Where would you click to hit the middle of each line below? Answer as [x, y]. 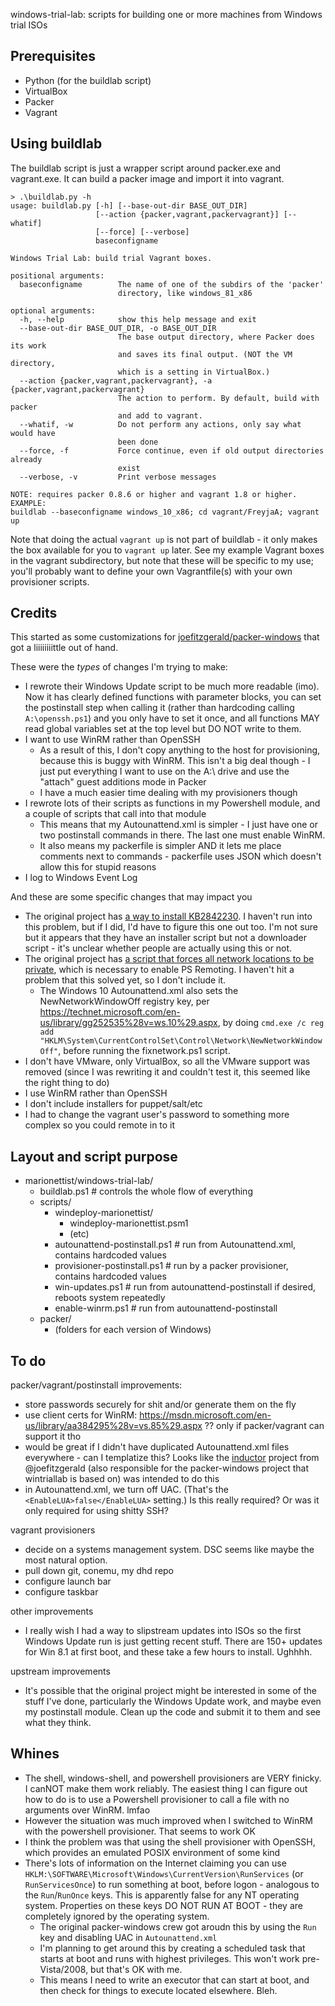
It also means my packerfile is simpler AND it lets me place [160, 846]
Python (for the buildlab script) [88, 80]
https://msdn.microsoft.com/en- [205, 1415]
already [26, 459]
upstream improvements [60, 1671]
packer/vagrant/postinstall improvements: [96, 1385]
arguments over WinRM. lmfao [87, 1810]
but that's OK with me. [136, 1969]
